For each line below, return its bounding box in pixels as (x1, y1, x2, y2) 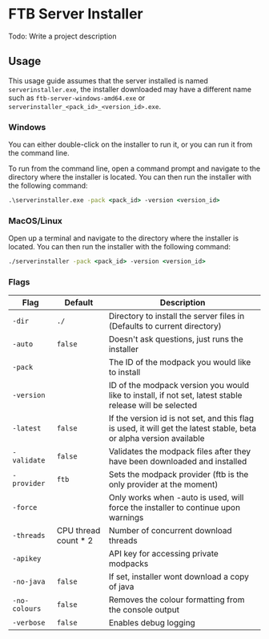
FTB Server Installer (8, 5, 144, 23)
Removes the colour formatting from (108, 594, 245, 605)
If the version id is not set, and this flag (108, 413, 255, 424)
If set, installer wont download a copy (108, 571, 250, 582)
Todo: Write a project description (8, 31, 117, 41)
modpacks (108, 558, 149, 569)
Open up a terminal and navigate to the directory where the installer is (8, 233, 239, 243)
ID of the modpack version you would (108, 380, 250, 391)
